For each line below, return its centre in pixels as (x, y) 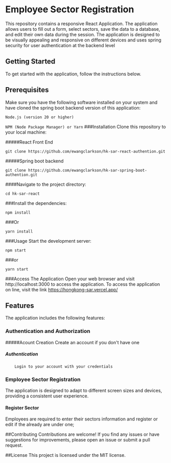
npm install (18, 213)
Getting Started (30, 62)
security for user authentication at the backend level (60, 45)
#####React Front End (29, 142)
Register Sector (22, 408)
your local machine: (26, 132)
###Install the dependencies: (36, 203)
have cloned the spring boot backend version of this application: (73, 108)
